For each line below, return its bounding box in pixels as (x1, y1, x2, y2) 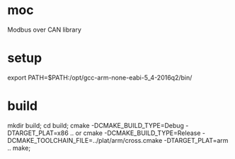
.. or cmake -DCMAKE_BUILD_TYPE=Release (69, 129, 201, 137)
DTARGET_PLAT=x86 (7, 129, 69, 137)
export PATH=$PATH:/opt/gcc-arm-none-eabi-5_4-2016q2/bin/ (7, 73, 193, 82)
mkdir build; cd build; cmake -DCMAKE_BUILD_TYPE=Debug (7, 121, 184, 129)
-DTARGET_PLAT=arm (164, 136, 229, 144)
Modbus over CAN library (7, 25, 81, 34)
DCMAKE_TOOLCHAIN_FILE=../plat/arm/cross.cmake (7, 136, 163, 144)
